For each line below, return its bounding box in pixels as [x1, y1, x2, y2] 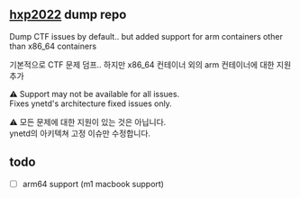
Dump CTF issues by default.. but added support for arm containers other [9, 31, 284, 41]
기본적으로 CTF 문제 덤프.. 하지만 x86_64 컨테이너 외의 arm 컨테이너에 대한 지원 [9, 58, 292, 70]
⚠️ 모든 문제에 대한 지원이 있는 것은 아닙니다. [9, 116, 167, 127]
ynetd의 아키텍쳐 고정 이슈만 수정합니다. [9, 128, 151, 139]
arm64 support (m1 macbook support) [22, 178, 165, 189]
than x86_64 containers [9, 40, 97, 51]
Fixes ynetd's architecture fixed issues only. [9, 98, 173, 109]
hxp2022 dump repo [9, 7, 127, 22]
